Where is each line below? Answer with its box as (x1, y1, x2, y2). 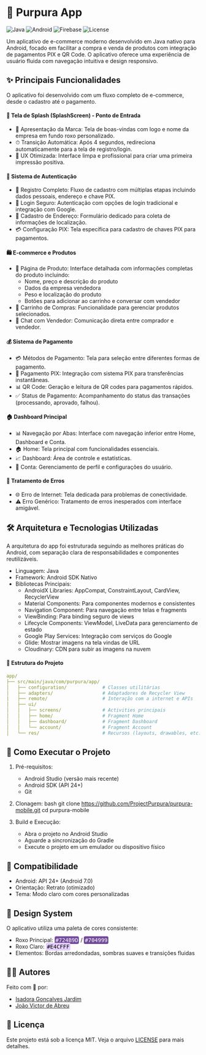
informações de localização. (15, 219, 87, 226)
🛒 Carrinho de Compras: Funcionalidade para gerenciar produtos (15, 304, 180, 312)
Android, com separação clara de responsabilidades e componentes (6, 548, 179, 556)
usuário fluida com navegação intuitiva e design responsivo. (6, 57, 158, 64)
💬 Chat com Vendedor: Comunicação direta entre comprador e (15, 317, 174, 324)
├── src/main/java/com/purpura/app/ (6, 678, 100, 685)
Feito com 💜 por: (6, 983, 48, 991)
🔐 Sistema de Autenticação (6, 172, 77, 180)
